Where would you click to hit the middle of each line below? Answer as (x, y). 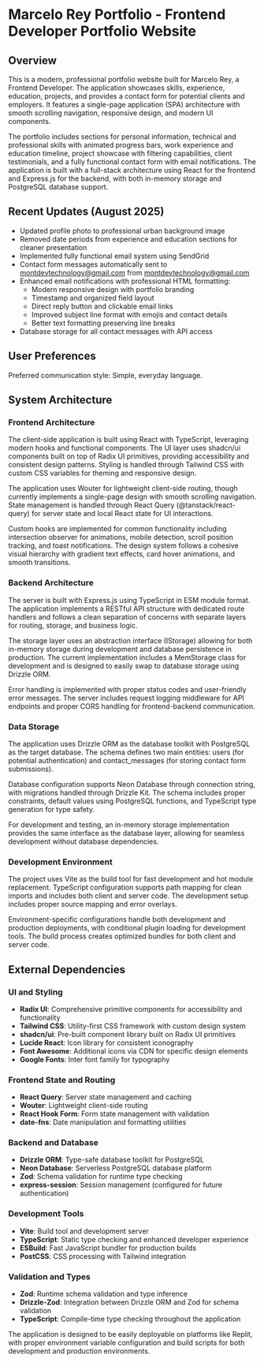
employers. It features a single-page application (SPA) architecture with (124, 105)
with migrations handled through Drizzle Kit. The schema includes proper (127, 792)
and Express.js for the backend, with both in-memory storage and (115, 178)
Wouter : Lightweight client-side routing (84, 1106)
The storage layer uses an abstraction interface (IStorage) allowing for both (130, 640)
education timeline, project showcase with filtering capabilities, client (120, 153)
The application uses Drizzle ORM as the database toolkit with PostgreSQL (129, 743)
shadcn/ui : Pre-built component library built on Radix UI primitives (128, 1034)
